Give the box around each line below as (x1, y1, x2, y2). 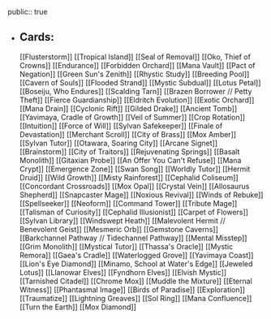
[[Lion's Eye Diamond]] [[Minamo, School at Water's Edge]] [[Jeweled (19, 259, 253, 269)
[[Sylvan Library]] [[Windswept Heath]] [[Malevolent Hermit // (19, 215, 226, 226)
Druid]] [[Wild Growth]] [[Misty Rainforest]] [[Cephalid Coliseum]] (19, 172, 239, 182)
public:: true (7, 7, 48, 16)
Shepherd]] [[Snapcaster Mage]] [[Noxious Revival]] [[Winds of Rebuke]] (19, 190, 264, 200)
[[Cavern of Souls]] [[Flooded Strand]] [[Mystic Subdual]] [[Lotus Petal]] (19, 77, 261, 88)
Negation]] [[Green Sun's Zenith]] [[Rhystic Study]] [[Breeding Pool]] (19, 69, 250, 79)
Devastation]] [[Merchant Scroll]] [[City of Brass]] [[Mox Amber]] (19, 129, 237, 139)
